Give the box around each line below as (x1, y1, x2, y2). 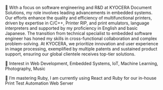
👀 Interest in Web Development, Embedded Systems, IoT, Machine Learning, (5, 61, 159, 66)
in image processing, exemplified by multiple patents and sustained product (5, 46, 158, 52)
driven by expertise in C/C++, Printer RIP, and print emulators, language (5, 20, 150, 26)
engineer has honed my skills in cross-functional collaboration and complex (5, 36, 157, 41)
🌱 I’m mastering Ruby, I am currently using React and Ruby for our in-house (5, 75, 157, 81)
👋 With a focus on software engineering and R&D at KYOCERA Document (5, 5, 152, 10)
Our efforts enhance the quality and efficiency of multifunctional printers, (5, 15, 152, 20)
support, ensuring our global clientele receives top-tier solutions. (5, 51, 136, 57)
